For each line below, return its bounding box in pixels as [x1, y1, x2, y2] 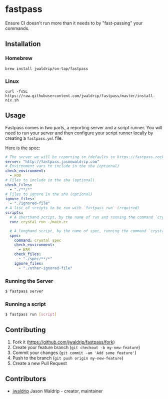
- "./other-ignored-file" [18, 266, 72, 271]
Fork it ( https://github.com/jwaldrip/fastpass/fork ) [12, 339, 115, 345]
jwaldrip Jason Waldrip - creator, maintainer [12, 388, 103, 394]
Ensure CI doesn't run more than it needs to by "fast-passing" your [5, 20, 143, 26]
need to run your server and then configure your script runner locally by [5, 130, 153, 136]
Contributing [5, 326, 46, 334]
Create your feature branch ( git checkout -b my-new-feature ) [12, 344, 140, 350]
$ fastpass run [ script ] [5, 312, 57, 317]
